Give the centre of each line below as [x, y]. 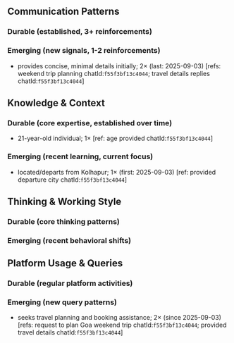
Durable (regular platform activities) [70, 283]
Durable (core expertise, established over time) [90, 123]
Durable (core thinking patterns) [63, 221]
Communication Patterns [63, 12]
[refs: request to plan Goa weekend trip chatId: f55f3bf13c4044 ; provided [122, 325]
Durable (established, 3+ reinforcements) [80, 32]
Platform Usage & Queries [65, 263]
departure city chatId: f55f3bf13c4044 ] [72, 180]
